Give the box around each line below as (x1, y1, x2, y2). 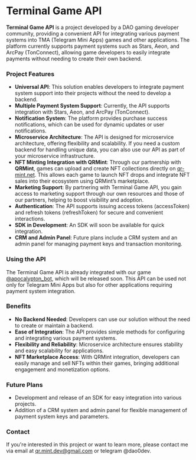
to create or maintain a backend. (14, 322, 94, 329)
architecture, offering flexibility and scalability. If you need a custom (14, 140, 180, 147)
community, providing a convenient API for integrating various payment (6, 30, 179, 37)
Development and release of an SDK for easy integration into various (14, 394, 182, 401)
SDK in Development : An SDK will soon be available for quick (14, 222, 165, 229)
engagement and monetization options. (14, 365, 110, 373)
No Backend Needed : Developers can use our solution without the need (14, 315, 191, 323)
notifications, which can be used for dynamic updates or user (14, 121, 165, 128)
